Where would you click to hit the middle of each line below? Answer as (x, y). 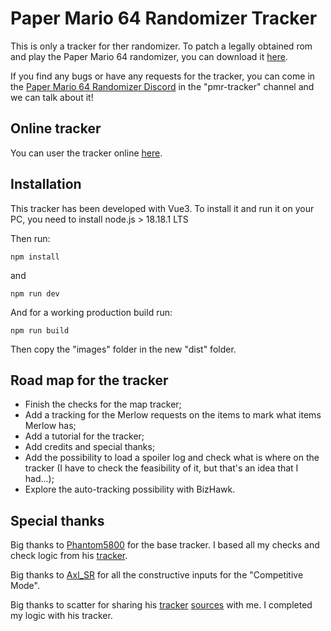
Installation (46, 184)
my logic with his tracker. (61, 616)
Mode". (25, 586)
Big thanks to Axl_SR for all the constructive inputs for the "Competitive (157, 575)
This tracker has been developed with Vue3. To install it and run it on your (162, 208)
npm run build (40, 330)
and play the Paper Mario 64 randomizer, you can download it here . (149, 56)
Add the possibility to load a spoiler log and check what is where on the (172, 458)
